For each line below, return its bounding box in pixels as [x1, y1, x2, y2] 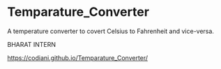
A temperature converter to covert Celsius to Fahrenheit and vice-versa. [7, 27, 215, 35]
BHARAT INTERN [7, 40, 56, 48]
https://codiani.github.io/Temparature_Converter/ [7, 53, 148, 62]
